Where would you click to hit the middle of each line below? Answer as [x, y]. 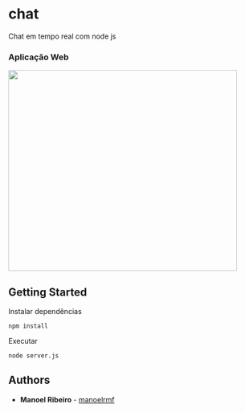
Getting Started [48, 292]
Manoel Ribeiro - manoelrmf [67, 399]
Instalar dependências [45, 312]
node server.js [34, 356]
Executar [23, 341]
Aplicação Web [39, 57]
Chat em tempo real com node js [62, 36]
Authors [29, 380]
